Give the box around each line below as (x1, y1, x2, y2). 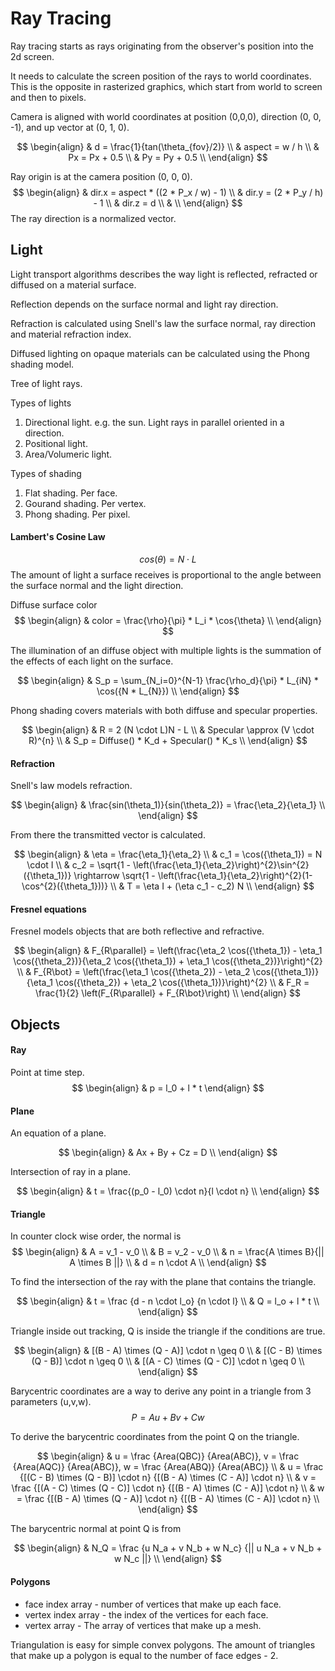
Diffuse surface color (10, 598, 98, 611)
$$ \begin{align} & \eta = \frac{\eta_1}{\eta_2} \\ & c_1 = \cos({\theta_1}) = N (13, 848, 323, 861)
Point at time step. (10, 1066, 85, 1078)
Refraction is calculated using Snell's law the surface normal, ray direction (10, 317, 317, 329)
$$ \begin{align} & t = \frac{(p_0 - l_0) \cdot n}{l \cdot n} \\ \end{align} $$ (16, 1185, 320, 1197)
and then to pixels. (10, 91, 87, 103)
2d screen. (10, 50, 55, 62)
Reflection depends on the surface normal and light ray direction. (10, 298, 279, 310)
